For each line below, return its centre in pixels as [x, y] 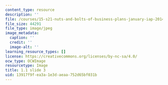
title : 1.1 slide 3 [25, 70]
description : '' [22, 14]
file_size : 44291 [23, 24]
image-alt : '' [24, 47]
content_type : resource [30, 10]
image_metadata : [22, 33]
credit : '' [21, 42]
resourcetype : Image [27, 65]
